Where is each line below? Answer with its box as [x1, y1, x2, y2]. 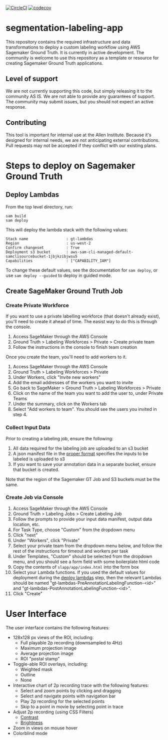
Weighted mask [20, 666, 53, 672]
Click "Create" [12, 590, 43, 596]
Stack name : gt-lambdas [5, 236, 93, 241]
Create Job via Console [5, 494, 64, 501]
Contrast [20, 714, 39, 720]
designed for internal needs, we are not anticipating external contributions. [5, 137, 159, 143]
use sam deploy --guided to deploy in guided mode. [5, 272, 112, 278]
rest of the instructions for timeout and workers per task [12, 548, 128, 554]
